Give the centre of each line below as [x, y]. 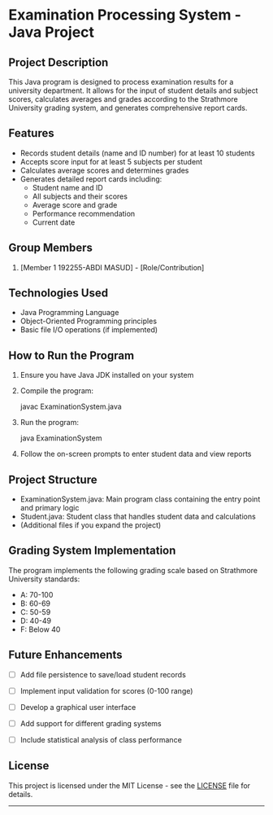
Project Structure [53, 479]
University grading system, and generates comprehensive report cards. [128, 108]
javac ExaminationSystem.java [71, 407]
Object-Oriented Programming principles [88, 321]
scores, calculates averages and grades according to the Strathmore [123, 99]
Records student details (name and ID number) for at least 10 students [137, 153]
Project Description [58, 62]
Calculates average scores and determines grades [104, 170]
